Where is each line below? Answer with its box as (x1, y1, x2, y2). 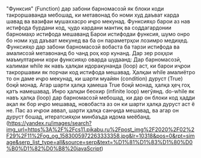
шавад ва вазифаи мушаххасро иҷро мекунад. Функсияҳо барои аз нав (6, 18, 190, 25)
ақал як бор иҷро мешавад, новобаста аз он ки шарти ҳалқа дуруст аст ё (6, 101, 195, 107)
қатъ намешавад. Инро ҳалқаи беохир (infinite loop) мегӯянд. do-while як (6, 88, 195, 95)
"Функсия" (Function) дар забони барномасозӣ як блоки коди (6, 5, 164, 12)
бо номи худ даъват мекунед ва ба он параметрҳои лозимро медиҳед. (6, 37, 189, 44)
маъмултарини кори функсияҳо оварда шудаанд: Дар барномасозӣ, (6, 56, 182, 63)
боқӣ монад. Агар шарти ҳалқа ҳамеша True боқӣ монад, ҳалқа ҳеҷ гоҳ (6, 81, 190, 89)
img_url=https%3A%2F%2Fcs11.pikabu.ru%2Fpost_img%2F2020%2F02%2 (6, 126, 195, 133)
